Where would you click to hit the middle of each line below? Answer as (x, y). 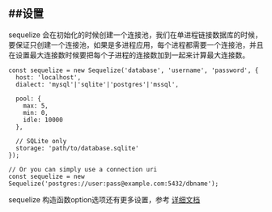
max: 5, (36, 106)
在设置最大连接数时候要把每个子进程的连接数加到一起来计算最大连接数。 (129, 55)
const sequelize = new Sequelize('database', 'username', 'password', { (134, 70)
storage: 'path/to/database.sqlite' (77, 148)
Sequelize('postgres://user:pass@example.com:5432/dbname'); (114, 184)
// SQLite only (41, 141)
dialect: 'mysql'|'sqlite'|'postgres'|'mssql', (98, 84)
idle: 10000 (43, 120)
